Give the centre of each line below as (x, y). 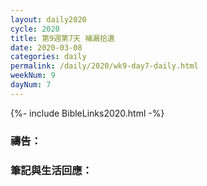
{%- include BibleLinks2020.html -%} (87, 113)
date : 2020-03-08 (46, 47)
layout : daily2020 (48, 19)
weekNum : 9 (33, 76)
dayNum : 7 (31, 85)
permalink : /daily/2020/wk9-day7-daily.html (104, 66)
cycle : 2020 (35, 29)
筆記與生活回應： (51, 170)
